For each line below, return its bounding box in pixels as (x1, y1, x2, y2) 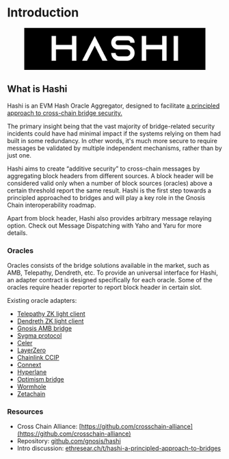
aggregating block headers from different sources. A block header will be (7, 171, 214, 179)
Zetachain (16, 390, 46, 398)
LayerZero (16, 346, 46, 354)
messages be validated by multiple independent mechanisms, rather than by (7, 144, 222, 152)
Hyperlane (16, 368, 47, 376)
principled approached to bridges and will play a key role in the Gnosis (7, 193, 206, 201)
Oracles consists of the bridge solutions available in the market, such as (7, 262, 210, 270)
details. (7, 228, 28, 237)
